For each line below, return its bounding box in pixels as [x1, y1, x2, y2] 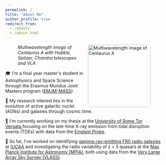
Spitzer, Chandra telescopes [18, 55, 77, 60]
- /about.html [10, 30, 39, 35]
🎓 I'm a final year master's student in [5, 70, 84, 76]
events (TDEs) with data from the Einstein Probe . [5, 128, 106, 134]
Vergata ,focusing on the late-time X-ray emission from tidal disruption [5, 123, 149, 129]
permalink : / [5, 7, 33, 12]
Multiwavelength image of [18, 44, 72, 50]
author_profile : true [5, 16, 51, 21]
